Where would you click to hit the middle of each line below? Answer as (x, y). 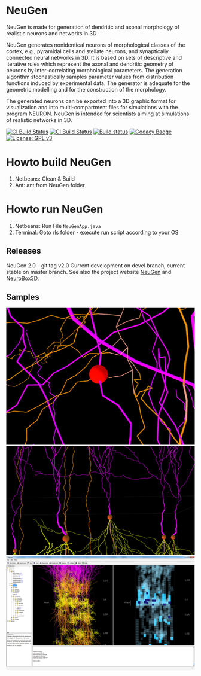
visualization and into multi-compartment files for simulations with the (92, 107)
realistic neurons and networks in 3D (51, 33)
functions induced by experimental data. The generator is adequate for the (98, 83)
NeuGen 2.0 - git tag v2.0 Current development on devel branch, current (96, 265)
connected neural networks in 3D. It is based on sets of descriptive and (94, 57)
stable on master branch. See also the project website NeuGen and (89, 272)
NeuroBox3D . (23, 278)
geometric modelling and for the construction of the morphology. (86, 89)
